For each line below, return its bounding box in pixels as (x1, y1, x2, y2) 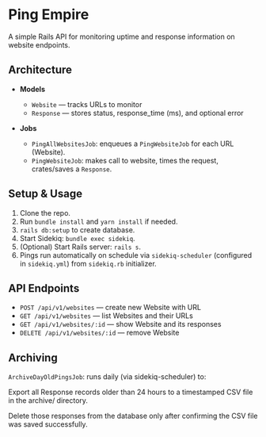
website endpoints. (8, 40, 70, 49)
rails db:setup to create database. (19, 224, 135, 235)
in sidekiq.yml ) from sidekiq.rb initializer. (19, 259, 157, 268)
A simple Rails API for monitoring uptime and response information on (8, 32, 235, 41)
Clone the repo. (19, 208, 71, 217)
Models (19, 84, 46, 94)
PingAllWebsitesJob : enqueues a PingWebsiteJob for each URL (31, 139, 234, 148)
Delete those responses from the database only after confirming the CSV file (8, 411, 258, 421)
